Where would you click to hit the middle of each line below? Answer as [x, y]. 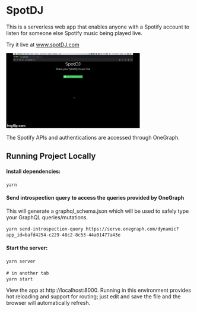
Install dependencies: [34, 171]
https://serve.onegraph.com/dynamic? [132, 229]
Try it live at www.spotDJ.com [43, 45]
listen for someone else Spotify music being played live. [74, 33]
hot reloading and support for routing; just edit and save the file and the [93, 296]
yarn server [21, 261]
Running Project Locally [51, 156]
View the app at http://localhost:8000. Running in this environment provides [99, 290]
